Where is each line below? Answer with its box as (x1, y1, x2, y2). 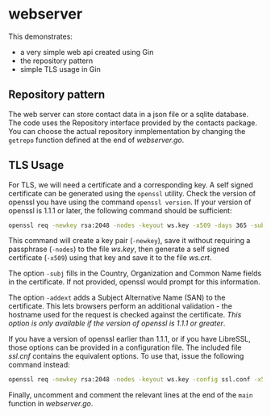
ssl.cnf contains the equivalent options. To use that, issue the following (8, 351, 244, 361)
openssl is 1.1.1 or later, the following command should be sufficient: (8, 205, 232, 215)
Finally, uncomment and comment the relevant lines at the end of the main (8, 390, 253, 400)
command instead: (8, 360, 70, 370)
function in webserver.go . (8, 399, 94, 409)
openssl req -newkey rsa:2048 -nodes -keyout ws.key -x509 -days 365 (8, 221, 248, 229)
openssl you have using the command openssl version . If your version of (8, 197, 252, 207)
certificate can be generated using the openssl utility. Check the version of (8, 188, 256, 198)
